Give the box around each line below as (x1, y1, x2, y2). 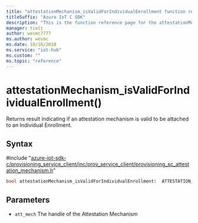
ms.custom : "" (6, 53, 41, 58)
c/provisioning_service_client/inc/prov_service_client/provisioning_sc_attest (6, 160, 190, 168)
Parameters (6, 195, 50, 205)
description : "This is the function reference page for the (6, 19, 157, 25)
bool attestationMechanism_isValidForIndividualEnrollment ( (6, 178, 157, 185)
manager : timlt (6, 25, 44, 31)
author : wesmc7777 (6, 31, 51, 37)
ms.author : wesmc (6, 36, 49, 42)
